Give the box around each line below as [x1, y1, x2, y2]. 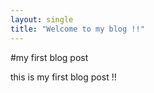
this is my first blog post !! [10, 71, 117, 83]
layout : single [10, 14, 74, 25]
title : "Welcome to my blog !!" [10, 24, 145, 34]
